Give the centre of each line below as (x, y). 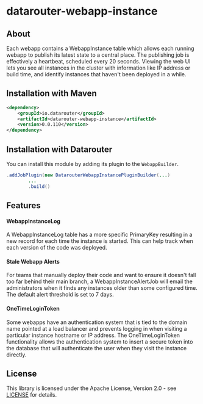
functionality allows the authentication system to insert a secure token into (100, 341)
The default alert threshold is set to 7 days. (60, 295)
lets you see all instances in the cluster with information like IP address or (98, 68)
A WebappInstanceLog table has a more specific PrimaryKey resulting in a (99, 235)
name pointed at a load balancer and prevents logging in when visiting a (97, 328)
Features (23, 206)
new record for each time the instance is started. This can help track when (100, 241)
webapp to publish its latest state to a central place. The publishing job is (98, 55)
